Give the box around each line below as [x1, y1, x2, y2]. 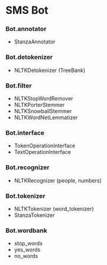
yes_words [14, 246, 41, 253]
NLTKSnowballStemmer [14, 108, 72, 115]
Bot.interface [5, 129, 45, 137]
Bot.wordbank [5, 226, 48, 235]
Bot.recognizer [5, 163, 50, 172]
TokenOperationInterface [14, 142, 76, 149]
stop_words [14, 240, 43, 247]
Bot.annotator [5, 25, 47, 33]
